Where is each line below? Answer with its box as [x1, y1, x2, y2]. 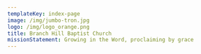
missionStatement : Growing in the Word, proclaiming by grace [7, 36, 194, 43]
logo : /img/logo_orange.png [7, 23, 90, 30]
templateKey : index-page [7, 10, 80, 18]
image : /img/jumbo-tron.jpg [7, 17, 90, 24]
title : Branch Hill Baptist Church [7, 29, 112, 37]
